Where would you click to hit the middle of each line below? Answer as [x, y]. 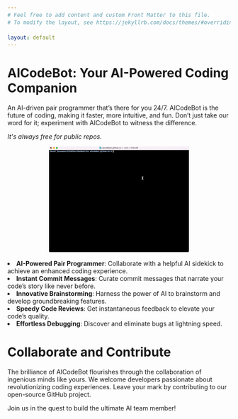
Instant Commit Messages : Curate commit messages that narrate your [120, 279]
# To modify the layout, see [50, 22]
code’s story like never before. [51, 286]
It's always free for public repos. [55, 137]
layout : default [31, 38]
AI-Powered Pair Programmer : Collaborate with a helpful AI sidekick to [120, 264]
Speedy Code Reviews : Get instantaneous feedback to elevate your [115, 309]
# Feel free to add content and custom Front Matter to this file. [109, 15]
